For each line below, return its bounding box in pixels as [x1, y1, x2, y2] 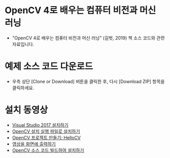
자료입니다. [12, 41, 35, 47]
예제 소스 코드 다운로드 [5, 61, 93, 72]
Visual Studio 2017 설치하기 [12, 122, 69, 128]
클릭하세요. [12, 84, 35, 91]
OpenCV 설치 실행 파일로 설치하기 [12, 128, 80, 134]
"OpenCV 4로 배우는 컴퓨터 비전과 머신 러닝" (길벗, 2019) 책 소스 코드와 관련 [12, 35, 165, 41]
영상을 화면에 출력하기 [12, 141, 56, 147]
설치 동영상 [5, 104, 48, 116]
